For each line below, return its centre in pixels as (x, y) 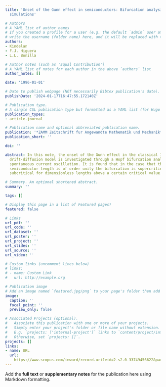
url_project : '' (22, 241)
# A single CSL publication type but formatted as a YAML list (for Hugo (83, 109)
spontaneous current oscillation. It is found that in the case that (83, 164)
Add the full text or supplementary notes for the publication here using (78, 374)
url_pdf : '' (17, 223)
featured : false (22, 209)
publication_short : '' (28, 137)
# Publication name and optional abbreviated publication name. (73, 128)
